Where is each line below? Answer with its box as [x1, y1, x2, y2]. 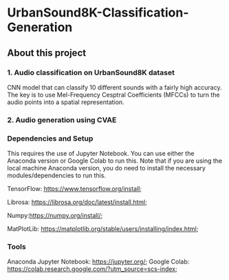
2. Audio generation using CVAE [7, 115, 117, 125]
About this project [7, 47, 87, 59]
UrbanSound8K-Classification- [7, 5, 189, 21]
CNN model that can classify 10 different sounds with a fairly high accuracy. [7, 83, 222, 91]
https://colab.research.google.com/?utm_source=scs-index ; [7, 265, 177, 273]
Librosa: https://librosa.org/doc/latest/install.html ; [7, 198, 148, 206]
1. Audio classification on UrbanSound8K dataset [7, 68, 175, 77]
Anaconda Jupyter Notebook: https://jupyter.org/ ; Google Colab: [7, 257, 190, 266]
